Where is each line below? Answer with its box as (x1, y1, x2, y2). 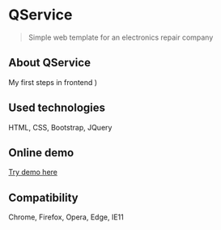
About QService (8, 56, 91, 70)
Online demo (8, 146, 74, 160)
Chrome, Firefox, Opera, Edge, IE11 (8, 212, 124, 222)
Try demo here (8, 168, 58, 177)
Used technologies (8, 101, 106, 115)
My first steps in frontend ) (8, 77, 98, 87)
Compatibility (8, 190, 79, 204)
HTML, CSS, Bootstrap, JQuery (8, 122, 113, 132)
